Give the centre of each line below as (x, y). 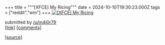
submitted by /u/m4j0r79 (31, 22)
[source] (14, 37)
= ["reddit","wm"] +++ (28, 12)
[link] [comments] (23, 27)
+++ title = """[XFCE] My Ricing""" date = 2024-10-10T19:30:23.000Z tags (82, 7)
